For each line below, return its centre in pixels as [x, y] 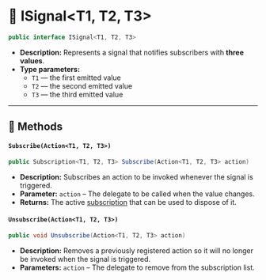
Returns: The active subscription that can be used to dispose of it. [128, 202]
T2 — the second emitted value [82, 85]
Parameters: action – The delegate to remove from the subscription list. [137, 267]
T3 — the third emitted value [77, 94]
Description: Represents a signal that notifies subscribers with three [131, 52]
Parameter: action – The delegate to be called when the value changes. [137, 194]
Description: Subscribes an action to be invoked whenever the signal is [136, 177]
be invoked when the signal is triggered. [85, 259]
